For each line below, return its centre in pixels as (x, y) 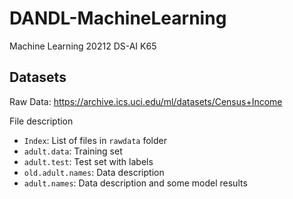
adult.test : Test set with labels (88, 161)
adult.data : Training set (73, 151)
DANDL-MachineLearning (118, 18)
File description (41, 121)
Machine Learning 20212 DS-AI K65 (83, 46)
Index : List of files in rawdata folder (95, 140)
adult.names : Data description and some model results (135, 183)
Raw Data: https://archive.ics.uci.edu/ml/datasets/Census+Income (146, 101)
